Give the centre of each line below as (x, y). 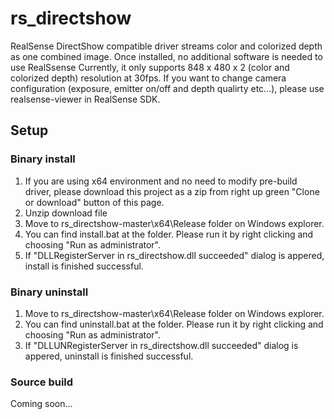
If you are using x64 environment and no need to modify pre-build (161, 181)
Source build (42, 382)
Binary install (43, 159)
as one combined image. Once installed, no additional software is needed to (166, 56)
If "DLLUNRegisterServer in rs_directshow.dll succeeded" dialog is (161, 345)
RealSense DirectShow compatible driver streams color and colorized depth (166, 46)
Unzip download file (66, 213)
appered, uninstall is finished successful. (109, 356)
